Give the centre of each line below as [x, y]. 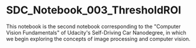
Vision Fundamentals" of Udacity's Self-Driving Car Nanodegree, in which [96, 32]
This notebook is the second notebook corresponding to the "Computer [94, 26]
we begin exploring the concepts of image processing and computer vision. [98, 39]
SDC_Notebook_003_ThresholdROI [94, 10]
